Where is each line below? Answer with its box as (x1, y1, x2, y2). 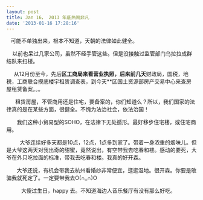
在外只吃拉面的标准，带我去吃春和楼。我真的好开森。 (11, 154, 144, 161)
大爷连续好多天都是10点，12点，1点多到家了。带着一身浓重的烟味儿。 (19, 139, 192, 146)
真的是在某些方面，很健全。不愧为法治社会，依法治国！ (11, 106, 149, 113)
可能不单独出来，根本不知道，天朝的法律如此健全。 (10, 37, 138, 45)
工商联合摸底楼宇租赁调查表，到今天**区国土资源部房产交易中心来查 (16, 78, 187, 85)
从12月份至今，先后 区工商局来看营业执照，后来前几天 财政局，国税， (13, 70, 183, 78)
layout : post (6, 8, 39, 15)
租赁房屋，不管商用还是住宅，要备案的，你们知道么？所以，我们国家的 (14, 98, 190, 105)
